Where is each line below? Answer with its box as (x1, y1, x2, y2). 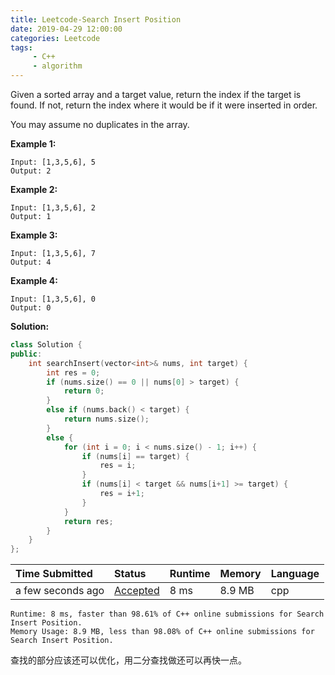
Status (114, 567, 147, 581)
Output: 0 (10, 303, 52, 313)
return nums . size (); (63, 414, 150, 424)
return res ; (63, 516, 114, 526)
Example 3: (10, 229, 58, 241)
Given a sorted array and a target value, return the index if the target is (10, 89, 302, 100)
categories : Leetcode (10, 33, 101, 43)
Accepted (114, 584, 160, 598)
